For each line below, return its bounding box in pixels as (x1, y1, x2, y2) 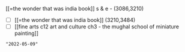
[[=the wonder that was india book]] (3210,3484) (14, 17, 136, 23)
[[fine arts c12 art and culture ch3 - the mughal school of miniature (14, 23, 180, 30)
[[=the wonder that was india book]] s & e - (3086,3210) (5, 5, 144, 12)
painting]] (14, 30, 39, 37)
